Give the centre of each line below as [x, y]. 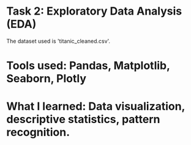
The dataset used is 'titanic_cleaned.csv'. [58, 41]
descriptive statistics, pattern [83, 119]
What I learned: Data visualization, [96, 106]
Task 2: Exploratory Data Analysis [94, 11]
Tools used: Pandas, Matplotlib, [88, 66]
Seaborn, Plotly [47, 79]
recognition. [38, 133]
